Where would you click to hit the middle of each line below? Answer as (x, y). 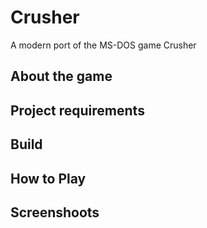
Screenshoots (55, 212)
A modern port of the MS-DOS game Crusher (103, 45)
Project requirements (77, 110)
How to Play (48, 178)
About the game (61, 76)
